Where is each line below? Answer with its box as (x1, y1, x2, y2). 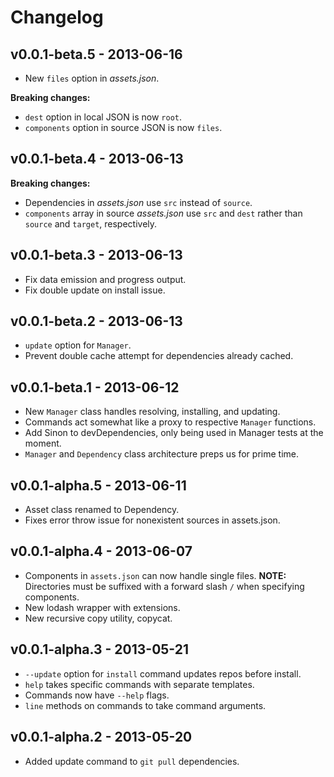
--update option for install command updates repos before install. (24, 667, 302, 680)
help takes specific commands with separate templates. (24, 678, 255, 690)
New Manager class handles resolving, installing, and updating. (24, 406, 281, 418)
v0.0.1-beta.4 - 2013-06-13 (10, 151, 184, 168)
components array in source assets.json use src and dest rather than (24, 207, 303, 219)
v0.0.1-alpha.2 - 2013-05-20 (10, 729, 193, 746)
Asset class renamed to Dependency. (24, 504, 180, 516)
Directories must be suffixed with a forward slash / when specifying (24, 580, 305, 592)
